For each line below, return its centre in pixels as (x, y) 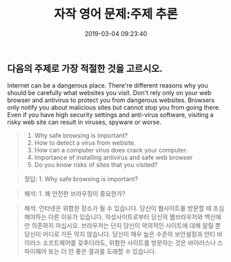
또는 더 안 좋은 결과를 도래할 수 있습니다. (102, 252)
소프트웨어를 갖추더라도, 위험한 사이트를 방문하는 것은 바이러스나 (129, 243)
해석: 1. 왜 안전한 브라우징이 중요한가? (74, 194)
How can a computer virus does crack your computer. (111, 150)
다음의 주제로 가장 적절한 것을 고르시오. (85, 69)
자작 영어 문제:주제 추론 (116, 14)
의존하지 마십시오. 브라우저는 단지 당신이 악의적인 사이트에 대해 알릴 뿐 (126, 225)
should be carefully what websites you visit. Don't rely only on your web (109, 93)
